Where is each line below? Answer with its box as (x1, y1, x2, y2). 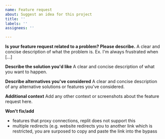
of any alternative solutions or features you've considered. (5, 84, 125, 90)
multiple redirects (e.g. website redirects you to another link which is (12, 123, 153, 129)
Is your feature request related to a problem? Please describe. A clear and (5, 44, 160, 49)
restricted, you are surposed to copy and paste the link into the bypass (12, 128, 158, 134)
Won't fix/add (5, 108, 34, 114)
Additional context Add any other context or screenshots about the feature (5, 93, 160, 99)
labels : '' (5, 21, 28, 26)
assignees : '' (5, 26, 35, 31)
